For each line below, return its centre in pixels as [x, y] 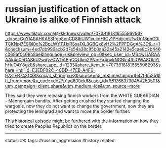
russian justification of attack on [73, 9]
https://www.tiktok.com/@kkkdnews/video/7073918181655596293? [74, 33]
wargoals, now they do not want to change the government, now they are [80, 106]
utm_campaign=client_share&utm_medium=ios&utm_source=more [73, 86]
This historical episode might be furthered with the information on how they [82, 121]
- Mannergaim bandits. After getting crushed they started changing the [77, 100]
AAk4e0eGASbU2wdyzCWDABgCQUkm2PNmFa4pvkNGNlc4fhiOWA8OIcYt [83, 59]
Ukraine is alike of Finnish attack [73, 20]
